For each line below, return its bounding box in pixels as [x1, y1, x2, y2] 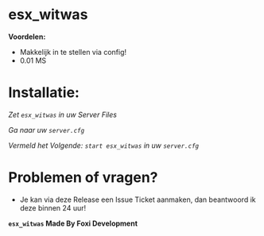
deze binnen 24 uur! [19, 203, 86, 212]
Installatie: [8, 83, 80, 102]
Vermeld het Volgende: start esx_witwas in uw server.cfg [8, 141, 200, 150]
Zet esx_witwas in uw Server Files [8, 110, 118, 119]
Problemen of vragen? [8, 168, 158, 187]
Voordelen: [8, 32, 46, 41]
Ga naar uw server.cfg [8, 125, 85, 134]
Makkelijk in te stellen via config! [19, 47, 127, 56]
